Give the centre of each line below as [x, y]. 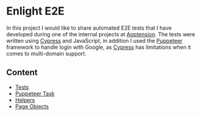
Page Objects [32, 106]
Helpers [25, 100]
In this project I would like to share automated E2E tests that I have [89, 28]
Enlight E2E [35, 11]
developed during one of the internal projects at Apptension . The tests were [101, 34]
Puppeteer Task [35, 93]
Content [22, 73]
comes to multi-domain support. [46, 53]
